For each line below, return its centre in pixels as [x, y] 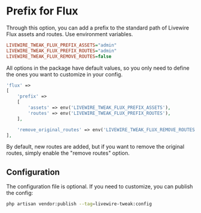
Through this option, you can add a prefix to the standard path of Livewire [98, 28]
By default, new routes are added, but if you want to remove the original [95, 147]
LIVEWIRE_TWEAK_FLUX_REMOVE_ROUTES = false [59, 56]
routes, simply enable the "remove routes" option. [68, 153]
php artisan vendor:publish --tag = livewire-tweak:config [79, 204]
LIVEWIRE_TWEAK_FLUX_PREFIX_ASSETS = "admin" [62, 45]
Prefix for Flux [42, 11]
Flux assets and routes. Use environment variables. [70, 34]
